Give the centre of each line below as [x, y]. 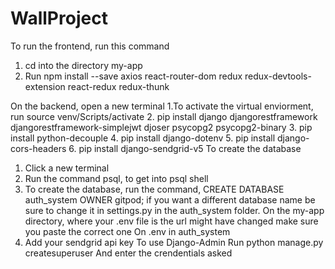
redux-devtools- [278, 76]
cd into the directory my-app [83, 65]
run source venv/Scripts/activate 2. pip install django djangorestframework [164, 116]
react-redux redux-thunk [118, 86]
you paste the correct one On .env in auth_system [127, 231]
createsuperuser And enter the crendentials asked [128, 253]
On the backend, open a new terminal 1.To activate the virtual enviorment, [162, 106]
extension [45, 86]
